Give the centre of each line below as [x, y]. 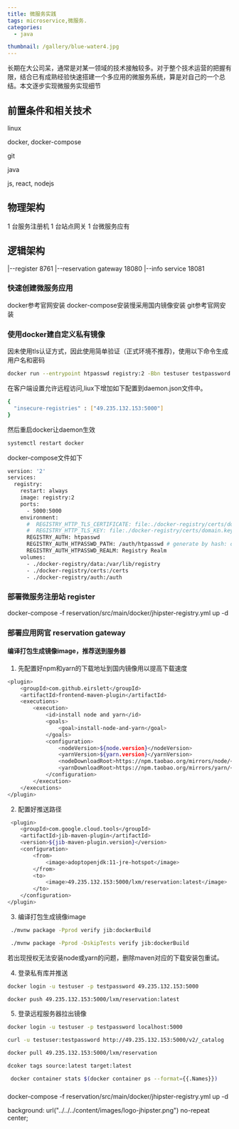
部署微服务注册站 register [51, 597]
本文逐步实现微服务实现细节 [60, 86]
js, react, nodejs [31, 183]
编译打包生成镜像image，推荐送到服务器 [67, 651]
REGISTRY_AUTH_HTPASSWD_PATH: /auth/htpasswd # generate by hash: [127, 544]
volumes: [33, 557]
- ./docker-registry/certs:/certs [78, 571]
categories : [25, 27]
